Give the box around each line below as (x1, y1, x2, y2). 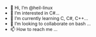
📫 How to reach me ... (10, 26, 58, 32)
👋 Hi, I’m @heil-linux (10, 5, 53, 10)
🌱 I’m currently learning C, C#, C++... (10, 15, 88, 21)
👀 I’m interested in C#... (10, 10, 60, 16)
